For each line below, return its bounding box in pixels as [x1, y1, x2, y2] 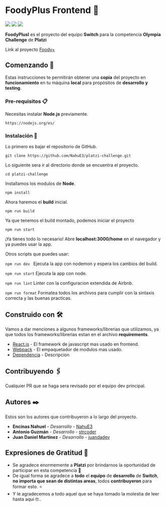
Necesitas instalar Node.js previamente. [5, 111, 89, 117]
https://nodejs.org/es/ [5, 121, 55, 126]
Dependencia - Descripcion [12, 352, 70, 358]
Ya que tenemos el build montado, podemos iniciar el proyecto [5, 217, 134, 223]
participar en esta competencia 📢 [12, 467, 82, 473]
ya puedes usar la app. [5, 241, 53, 247]
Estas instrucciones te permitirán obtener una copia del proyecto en [5, 74, 146, 80]
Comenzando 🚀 [5, 61, 54, 70]
